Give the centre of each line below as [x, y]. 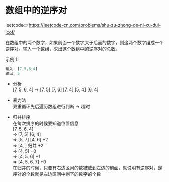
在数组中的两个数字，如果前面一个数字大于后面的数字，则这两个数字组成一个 [84, 42]
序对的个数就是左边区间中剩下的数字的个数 [57, 174]
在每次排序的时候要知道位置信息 [46, 123]
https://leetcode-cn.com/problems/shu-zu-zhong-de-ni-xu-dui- [95, 25]
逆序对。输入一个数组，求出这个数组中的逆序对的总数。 [62, 49]
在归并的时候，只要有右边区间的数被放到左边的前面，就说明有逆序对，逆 [87, 168]
